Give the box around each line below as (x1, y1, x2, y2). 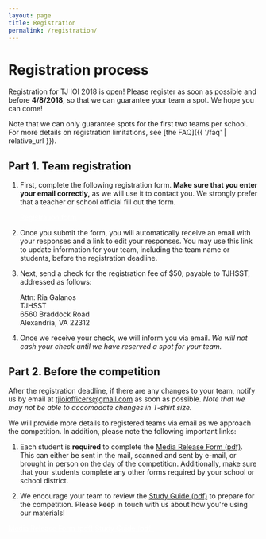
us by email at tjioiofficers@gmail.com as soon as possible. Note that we (8, 394, 246, 404)
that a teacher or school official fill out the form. (19, 197, 176, 207)
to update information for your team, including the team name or (19, 245, 230, 254)
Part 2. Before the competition (8, 365, 160, 378)
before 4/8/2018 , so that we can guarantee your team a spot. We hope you (8, 95, 254, 105)
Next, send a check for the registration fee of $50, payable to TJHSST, (19, 269, 250, 278)
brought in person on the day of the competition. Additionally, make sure (19, 459, 257, 468)
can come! (8, 104, 44, 114)
